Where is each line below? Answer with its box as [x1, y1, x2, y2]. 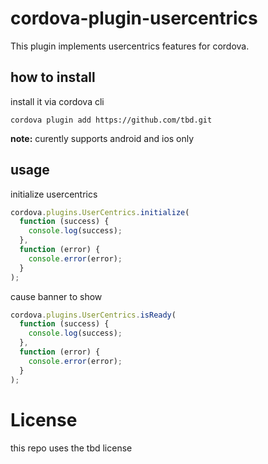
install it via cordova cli [10, 95, 105, 107]
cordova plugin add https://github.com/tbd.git [10, 115, 213, 125]
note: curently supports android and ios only [10, 132, 195, 144]
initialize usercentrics [10, 188, 98, 200]
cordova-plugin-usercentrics [10, 7, 258, 30]
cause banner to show [10, 290, 103, 302]
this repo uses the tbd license [10, 442, 133, 454]
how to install [10, 69, 96, 86]
